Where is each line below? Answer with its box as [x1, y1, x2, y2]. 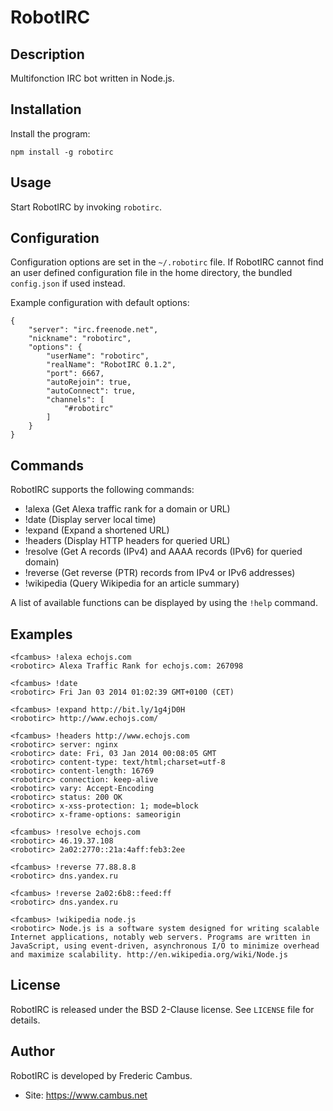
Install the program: [10, 127, 91, 140]
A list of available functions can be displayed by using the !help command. [10, 597, 318, 609]
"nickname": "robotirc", [28, 334, 132, 344]
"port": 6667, [46, 369, 105, 379]
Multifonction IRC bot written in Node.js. [10, 72, 175, 84]
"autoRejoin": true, [46, 377, 132, 388]
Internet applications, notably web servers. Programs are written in [10, 932, 311, 943]
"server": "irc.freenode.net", [28, 325, 159, 335]
